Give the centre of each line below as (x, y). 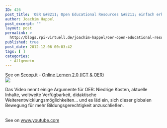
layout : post (19, 28)
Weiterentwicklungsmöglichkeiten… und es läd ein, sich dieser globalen (78, 100)
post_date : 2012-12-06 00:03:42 (39, 47)
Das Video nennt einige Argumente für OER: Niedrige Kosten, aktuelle (76, 90)
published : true (22, 42)
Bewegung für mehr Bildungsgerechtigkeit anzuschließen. (65, 106)
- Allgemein (22, 61)
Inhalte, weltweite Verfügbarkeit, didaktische (51, 95)
